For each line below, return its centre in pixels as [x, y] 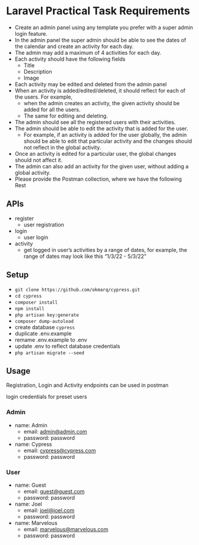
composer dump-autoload [44, 321]
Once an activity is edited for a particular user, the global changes [95, 153]
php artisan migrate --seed [49, 353]
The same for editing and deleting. [66, 116]
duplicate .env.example [43, 333]
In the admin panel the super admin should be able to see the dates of [100, 40]
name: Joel [29, 504]
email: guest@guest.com [54, 491]
